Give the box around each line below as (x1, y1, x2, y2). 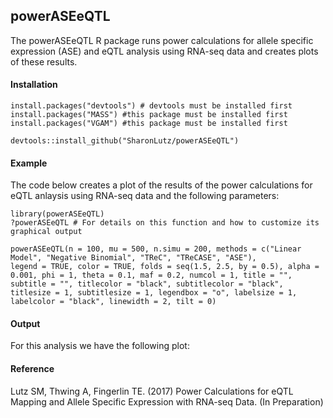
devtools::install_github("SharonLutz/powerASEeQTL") (10, 136, 240, 146)
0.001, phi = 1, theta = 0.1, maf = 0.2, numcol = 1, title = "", (10, 270, 293, 281)
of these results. (10, 55, 78, 68)
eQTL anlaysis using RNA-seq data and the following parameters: (10, 190, 280, 202)
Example (10, 157, 48, 169)
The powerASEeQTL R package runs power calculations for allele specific (10, 34, 314, 46)
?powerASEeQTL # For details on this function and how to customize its (10, 218, 320, 228)
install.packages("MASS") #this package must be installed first (10, 110, 288, 120)
